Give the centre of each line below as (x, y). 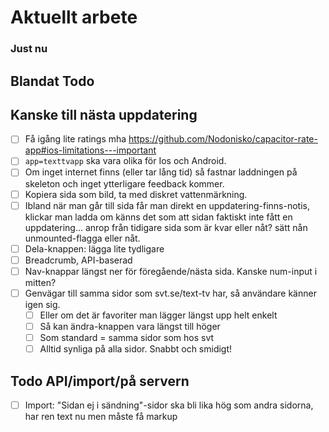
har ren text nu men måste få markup (101, 416)
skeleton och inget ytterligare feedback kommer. (124, 183)
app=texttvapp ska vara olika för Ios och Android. (125, 161)
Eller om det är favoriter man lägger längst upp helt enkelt (158, 315)
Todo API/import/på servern (100, 381)
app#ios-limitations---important (90, 150)
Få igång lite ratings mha (75, 139)
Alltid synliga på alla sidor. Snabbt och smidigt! (136, 349)
